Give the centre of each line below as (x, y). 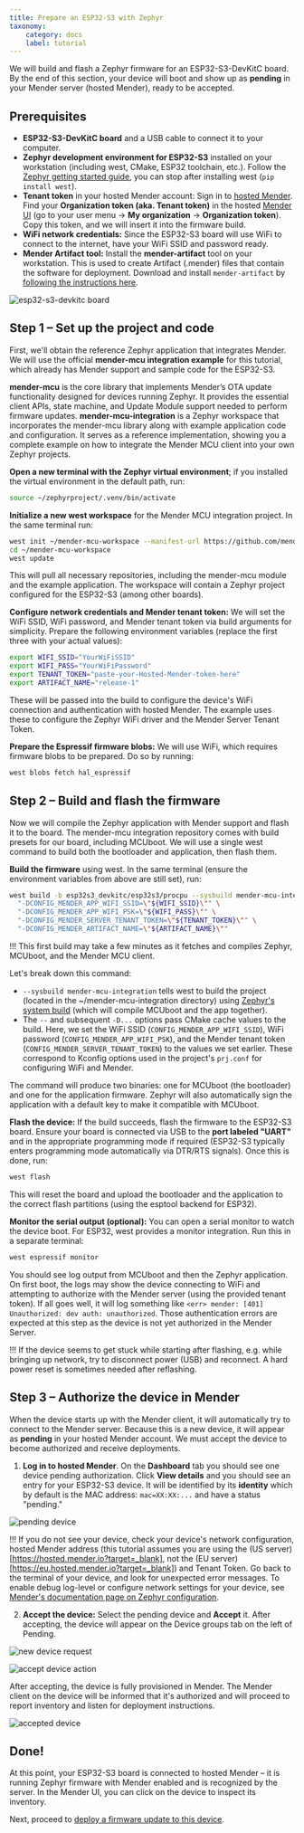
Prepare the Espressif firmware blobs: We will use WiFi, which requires (143, 746)
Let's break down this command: (71, 973)
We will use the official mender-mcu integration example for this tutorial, (146, 359)
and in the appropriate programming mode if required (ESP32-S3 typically (147, 1141)
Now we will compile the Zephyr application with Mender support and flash (149, 822)
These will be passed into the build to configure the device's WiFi (131, 700)
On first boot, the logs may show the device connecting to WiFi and (135, 1284)
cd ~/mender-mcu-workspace (60, 550)
